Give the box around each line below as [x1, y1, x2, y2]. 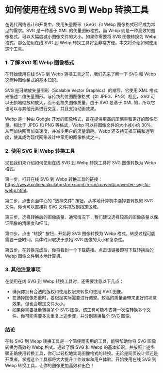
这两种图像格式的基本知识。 [5, 77, 61, 83]
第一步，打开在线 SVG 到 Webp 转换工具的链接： [5, 176, 103, 182]
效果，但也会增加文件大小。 [12, 301, 68, 306]
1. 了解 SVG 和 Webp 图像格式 [5, 59, 74, 66]
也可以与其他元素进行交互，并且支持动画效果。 [5, 106, 98, 112]
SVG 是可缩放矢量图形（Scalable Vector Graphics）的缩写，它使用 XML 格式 [5, 88, 158, 93]
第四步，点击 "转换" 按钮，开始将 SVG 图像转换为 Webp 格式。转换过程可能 [5, 231, 156, 236]
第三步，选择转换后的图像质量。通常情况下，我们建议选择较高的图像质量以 [5, 214, 154, 220]
